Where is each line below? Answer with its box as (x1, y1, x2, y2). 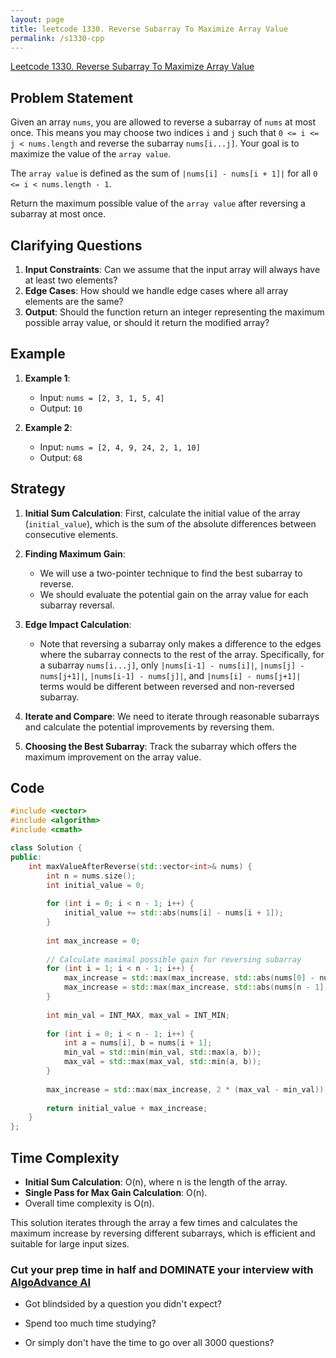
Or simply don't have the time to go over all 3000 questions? (24, 1337, 275, 1349)
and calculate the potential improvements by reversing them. (24, 721, 275, 733)
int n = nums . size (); (46, 871, 137, 881)
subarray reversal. (39, 599, 115, 611)
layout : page (10, 14, 65, 25)
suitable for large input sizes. (10, 1238, 130, 1250)
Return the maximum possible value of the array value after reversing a (10, 197, 306, 210)
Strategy (10, 481, 66, 498)
